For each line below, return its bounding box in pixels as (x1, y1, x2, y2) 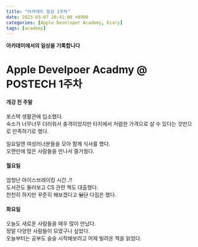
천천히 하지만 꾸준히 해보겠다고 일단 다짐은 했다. (6, 191, 117, 198)
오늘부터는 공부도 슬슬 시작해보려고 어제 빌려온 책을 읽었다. (6, 235, 142, 242)
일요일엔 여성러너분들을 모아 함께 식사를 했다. (6, 140, 111, 147)
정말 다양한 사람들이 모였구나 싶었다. (6, 227, 90, 235)
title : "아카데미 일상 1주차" (6, 8, 71, 15)
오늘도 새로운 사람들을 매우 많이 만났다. (6, 220, 96, 227)
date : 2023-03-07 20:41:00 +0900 (6, 14, 89, 20)
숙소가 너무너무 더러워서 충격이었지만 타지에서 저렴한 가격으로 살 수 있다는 (6, 120, 177, 127)
